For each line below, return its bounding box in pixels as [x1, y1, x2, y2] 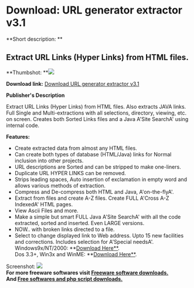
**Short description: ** [6, 35, 63, 42]
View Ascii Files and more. [14, 207, 79, 214]
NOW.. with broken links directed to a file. [14, 226, 115, 233]
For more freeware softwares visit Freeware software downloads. [6, 269, 169, 276]
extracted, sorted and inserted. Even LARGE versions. [14, 219, 145, 226]
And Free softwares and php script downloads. [6, 275, 123, 282]
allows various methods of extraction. [14, 182, 106, 189]
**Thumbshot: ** [6, 69, 49, 76]
